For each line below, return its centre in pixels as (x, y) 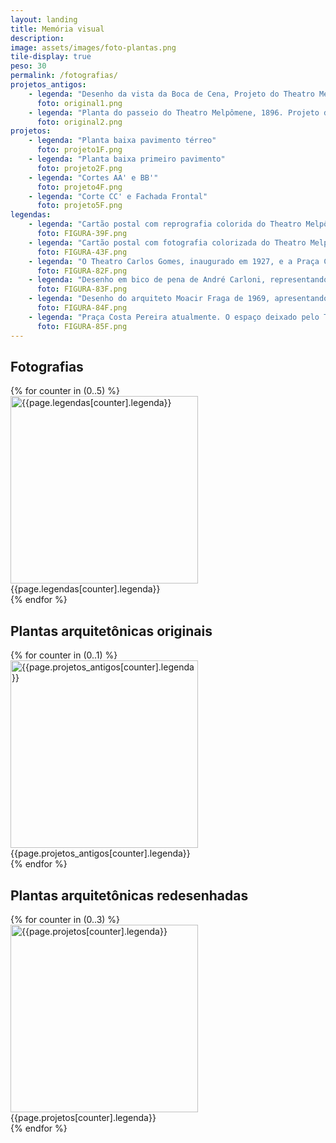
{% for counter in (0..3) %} (65, 919)
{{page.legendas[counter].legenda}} (85, 589)
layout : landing (44, 19)
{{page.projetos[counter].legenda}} (83, 1117)
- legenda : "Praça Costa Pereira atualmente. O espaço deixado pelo (174, 317)
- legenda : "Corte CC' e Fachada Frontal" (118, 196)
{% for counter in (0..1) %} (64, 655)
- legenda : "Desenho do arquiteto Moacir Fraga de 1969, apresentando (178, 299)
